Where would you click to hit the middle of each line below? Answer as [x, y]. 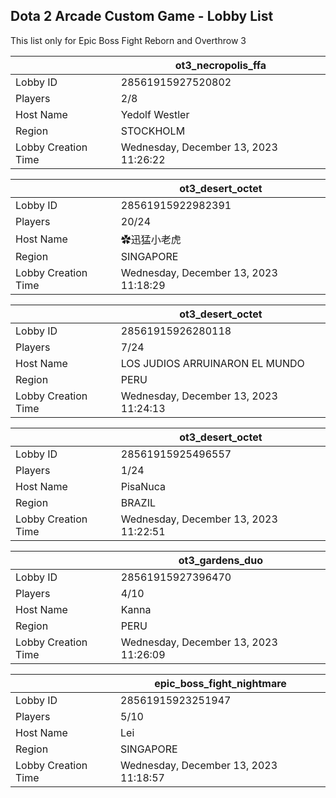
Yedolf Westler [155, 114]
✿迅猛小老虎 [151, 239]
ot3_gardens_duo [220, 560]
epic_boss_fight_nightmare [220, 683]
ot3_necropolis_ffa [220, 65]
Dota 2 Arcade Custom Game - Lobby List [142, 16]
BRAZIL [138, 502]
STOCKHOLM [153, 131]
